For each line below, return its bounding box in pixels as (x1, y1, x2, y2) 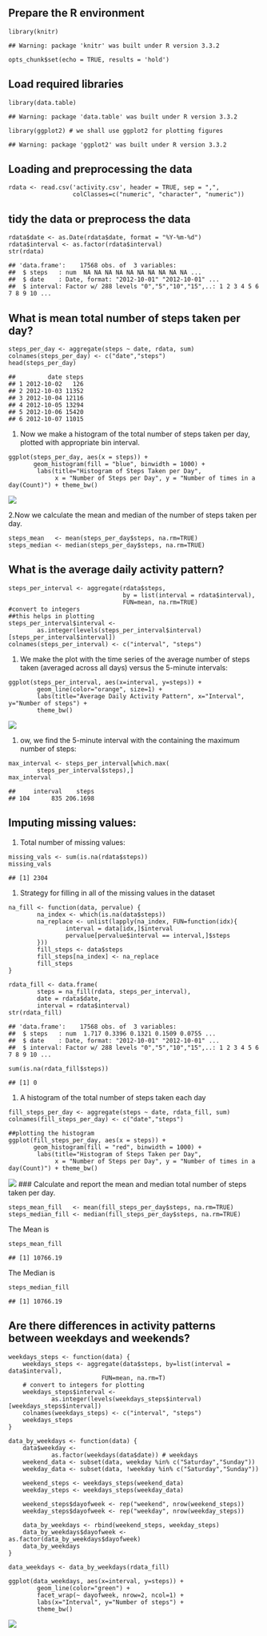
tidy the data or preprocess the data (8, 212, 191, 226)
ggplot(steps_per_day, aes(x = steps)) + (8, 453, 149, 461)
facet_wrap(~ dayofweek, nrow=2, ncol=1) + (37, 1591, 184, 1599)
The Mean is (8, 1224, 50, 1234)
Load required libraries (8, 78, 124, 91)
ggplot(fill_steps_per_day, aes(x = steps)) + (8, 1136, 166, 1144)
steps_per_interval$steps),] (37, 766, 134, 774)
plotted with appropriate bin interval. (19, 438, 140, 448)
